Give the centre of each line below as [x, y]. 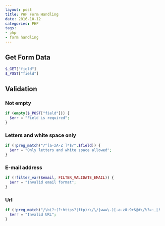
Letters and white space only [41, 135]
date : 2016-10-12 [23, 19]
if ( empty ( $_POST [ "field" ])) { [37, 113]
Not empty [18, 103]
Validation [21, 89]
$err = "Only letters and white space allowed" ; [61, 150]
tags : [11, 28]
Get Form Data [28, 57]
